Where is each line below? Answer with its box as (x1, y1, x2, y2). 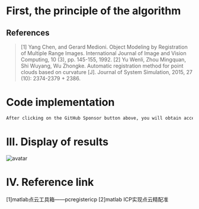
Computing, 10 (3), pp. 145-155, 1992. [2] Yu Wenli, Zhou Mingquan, (20, 56, 187, 63)
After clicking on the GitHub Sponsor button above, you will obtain (6, 115, 182, 121)
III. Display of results (6, 135, 108, 149)
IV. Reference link (6, 175, 94, 189)
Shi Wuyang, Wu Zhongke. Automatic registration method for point (20, 62, 184, 69)
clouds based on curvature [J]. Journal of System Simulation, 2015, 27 (20, 69, 192, 75)
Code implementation (6, 96, 115, 109)
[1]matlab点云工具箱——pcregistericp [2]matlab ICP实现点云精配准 (6, 195, 169, 202)
